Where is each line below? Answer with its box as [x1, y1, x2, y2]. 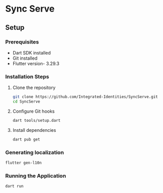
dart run [5, 184, 24, 189]
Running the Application [5, 172, 66, 179]
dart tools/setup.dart [12, 118, 61, 123]
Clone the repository [12, 84, 56, 91]
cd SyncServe [12, 99, 40, 104]
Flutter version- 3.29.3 [12, 60, 60, 66]
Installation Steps [5, 73, 50, 80]
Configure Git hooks [12, 108, 55, 114]
